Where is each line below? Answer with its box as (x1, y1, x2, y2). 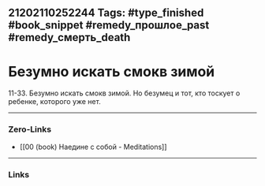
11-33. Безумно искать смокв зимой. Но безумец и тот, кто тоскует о (8, 88, 241, 98)
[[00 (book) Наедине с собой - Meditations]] (19, 142, 167, 151)
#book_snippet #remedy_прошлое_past (8, 19, 210, 32)
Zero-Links (8, 124, 52, 135)
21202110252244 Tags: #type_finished (8, 6, 204, 20)
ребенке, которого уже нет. (8, 97, 101, 106)
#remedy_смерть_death (8, 31, 131, 44)
